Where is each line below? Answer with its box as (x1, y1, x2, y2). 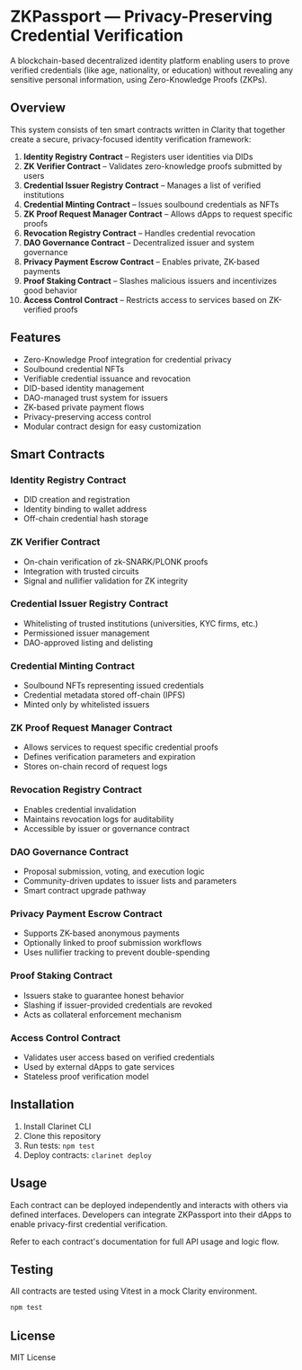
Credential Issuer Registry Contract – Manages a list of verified (22, 180, 262, 191)
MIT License (10, 1352, 57, 1363)
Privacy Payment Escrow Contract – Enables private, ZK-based (22, 256, 260, 267)
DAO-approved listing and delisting (22, 636, 154, 648)
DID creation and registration (22, 494, 131, 505)
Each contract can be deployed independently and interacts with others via (10, 1199, 289, 1210)
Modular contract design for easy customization (22, 421, 201, 431)
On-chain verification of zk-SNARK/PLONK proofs (22, 556, 209, 567)
